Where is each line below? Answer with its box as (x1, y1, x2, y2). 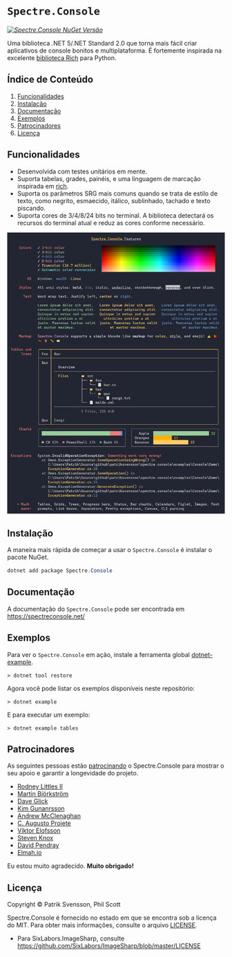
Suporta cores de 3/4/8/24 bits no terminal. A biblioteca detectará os (17, 211, 214, 220)
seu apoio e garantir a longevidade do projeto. (7, 769, 139, 777)
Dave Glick (17, 797, 48, 806)
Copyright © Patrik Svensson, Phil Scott (7, 900, 121, 909)
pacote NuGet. (7, 553, 49, 561)
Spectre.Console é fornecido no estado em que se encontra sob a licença (7, 913, 217, 922)
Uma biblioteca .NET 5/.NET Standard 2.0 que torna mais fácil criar (7, 39, 197, 47)
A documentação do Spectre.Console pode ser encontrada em (7, 605, 185, 613)
